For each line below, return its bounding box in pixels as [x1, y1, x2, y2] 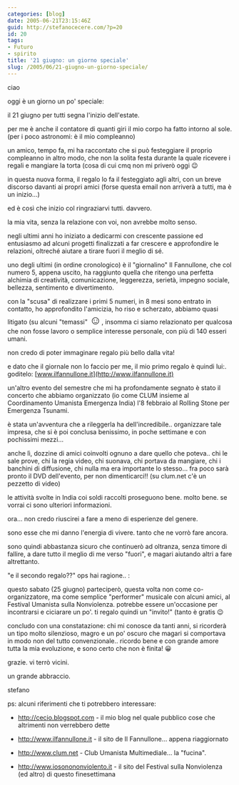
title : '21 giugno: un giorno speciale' [7, 57, 130, 64]
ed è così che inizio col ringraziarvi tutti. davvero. [7, 204, 152, 212]
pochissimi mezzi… [7, 435, 64, 443]
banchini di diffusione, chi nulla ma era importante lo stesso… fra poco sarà [7, 464, 229, 473]
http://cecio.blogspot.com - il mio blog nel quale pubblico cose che [17, 713, 215, 722]
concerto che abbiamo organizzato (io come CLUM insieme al [7, 391, 189, 399]
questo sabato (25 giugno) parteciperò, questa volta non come [7, 585, 192, 593]
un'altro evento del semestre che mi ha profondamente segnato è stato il [7, 383, 221, 392]
